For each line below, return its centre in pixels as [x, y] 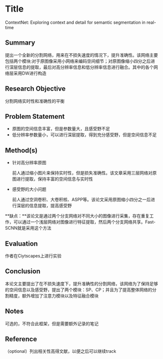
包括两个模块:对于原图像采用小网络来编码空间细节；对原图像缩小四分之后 [78, 61]
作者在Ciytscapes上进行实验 [33, 256]
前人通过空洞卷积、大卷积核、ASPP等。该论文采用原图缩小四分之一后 [81, 200]
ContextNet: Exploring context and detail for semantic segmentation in [75, 22]
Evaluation [21, 243]
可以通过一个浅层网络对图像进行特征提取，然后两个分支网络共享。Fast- [84, 222]
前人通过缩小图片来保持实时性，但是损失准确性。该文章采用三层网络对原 [84, 173]
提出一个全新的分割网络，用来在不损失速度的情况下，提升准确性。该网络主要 [81, 55]
